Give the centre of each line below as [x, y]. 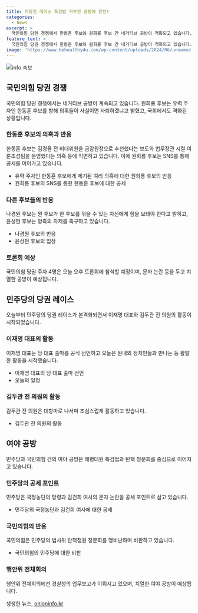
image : [14, 50]
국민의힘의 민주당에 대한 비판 [48, 553]
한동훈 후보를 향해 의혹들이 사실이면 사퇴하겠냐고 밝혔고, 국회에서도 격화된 [102, 110]
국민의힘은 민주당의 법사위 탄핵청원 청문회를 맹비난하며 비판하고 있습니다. [90, 541]
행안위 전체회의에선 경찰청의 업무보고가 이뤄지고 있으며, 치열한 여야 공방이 [91, 584]
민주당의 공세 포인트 [33, 483]
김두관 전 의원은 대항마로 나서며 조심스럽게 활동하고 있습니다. [76, 411]
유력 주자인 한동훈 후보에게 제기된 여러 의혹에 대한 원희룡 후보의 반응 [93, 176]
